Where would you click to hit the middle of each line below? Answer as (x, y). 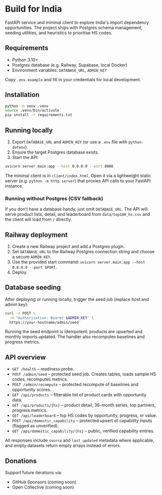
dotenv (19, 147)
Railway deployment (36, 235)
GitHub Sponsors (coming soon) (44, 482)
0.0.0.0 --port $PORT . (34, 267)
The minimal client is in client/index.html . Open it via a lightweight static (78, 176)
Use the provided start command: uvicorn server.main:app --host (79, 262)
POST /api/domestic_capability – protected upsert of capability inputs (82, 421)
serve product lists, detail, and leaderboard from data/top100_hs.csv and (78, 214)
